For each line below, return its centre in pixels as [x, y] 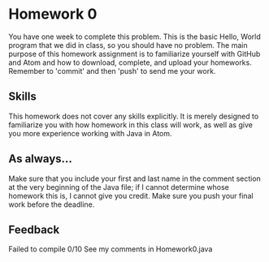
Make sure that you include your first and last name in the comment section [135, 178]
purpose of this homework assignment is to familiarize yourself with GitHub [134, 54]
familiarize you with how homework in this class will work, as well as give [131, 125]
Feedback [34, 229]
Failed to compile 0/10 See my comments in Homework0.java [111, 249]
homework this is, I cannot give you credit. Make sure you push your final [131, 195]
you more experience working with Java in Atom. [90, 133]
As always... [41, 159]
